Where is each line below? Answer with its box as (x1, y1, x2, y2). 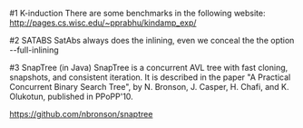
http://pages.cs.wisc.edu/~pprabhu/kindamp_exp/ (9, 17, 197, 28)
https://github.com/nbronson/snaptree (9, 109, 153, 119)
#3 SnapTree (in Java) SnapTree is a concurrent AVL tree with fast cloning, (9, 63, 288, 73)
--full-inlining (9, 44, 59, 55)
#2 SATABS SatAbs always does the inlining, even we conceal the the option (9, 35, 295, 45)
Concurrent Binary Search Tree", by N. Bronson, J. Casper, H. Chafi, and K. (9, 82, 289, 92)
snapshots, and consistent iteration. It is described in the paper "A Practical (9, 72, 291, 83)
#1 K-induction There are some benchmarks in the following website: (9, 8, 266, 18)
